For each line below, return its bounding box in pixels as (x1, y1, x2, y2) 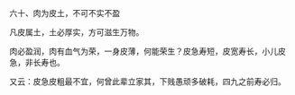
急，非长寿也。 (9, 57, 65, 67)
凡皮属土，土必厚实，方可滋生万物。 (9, 27, 144, 38)
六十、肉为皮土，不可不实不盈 (9, 8, 120, 18)
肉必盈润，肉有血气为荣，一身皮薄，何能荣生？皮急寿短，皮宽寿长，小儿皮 (9, 46, 286, 56)
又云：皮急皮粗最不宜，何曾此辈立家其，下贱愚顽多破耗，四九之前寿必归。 (9, 76, 286, 87)
